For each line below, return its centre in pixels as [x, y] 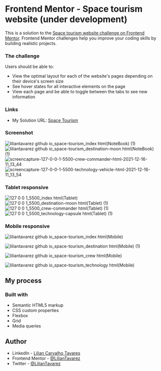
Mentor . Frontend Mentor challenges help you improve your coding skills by [81, 38]
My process [23, 280]
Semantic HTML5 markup [38, 305]
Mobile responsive [27, 226]
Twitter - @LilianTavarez [36, 363]
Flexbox [20, 316]
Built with [17, 294]
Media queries [27, 326]
